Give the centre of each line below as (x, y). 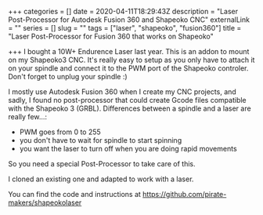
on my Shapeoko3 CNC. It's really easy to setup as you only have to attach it (131, 60)
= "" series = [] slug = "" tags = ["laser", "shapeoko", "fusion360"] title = (125, 28)
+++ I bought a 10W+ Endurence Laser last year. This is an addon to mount (129, 51)
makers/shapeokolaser (45, 202)
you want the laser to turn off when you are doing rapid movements (128, 149)
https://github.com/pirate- (184, 194)
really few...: (28, 117)
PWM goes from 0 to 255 (60, 132)
